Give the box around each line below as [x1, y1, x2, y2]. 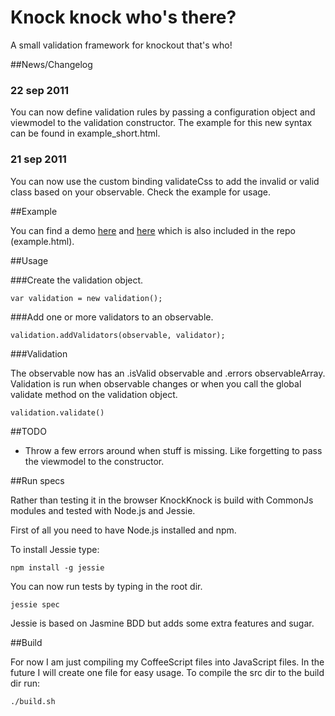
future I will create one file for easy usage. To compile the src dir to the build [10, 666, 325, 678]
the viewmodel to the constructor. [24, 455, 165, 467]
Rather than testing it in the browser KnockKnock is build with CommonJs [10, 494, 314, 506]
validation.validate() [10, 407, 105, 418]
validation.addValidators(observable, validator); [10, 330, 226, 340]
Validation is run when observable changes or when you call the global [10, 377, 302, 390]
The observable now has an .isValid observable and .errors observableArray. [10, 367, 326, 379]
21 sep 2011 [10, 152, 67, 166]
